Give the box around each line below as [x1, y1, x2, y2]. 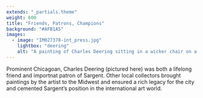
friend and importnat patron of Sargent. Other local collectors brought [6, 71, 181, 79]
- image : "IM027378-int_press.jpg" [12, 37, 102, 43]
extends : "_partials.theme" [6, 9, 78, 15]
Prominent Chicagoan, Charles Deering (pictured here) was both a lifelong [6, 65, 192, 72]
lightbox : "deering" [17, 43, 69, 49]
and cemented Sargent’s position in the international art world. [6, 85, 162, 92]
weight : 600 [6, 15, 36, 21]
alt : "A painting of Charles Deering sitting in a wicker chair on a [17, 49, 198, 55]
